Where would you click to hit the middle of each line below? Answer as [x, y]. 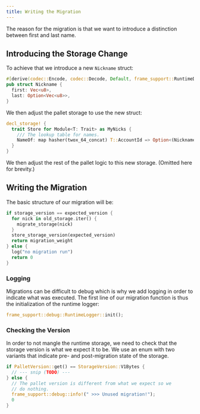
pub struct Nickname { [34, 85]
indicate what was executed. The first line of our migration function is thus [97, 297]
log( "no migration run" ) [42, 252]
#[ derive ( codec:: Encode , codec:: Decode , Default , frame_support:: [90, 79]
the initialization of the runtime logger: [53, 304]
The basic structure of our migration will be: [60, 202]
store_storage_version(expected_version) [64, 235]
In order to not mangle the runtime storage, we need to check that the [92, 343]
